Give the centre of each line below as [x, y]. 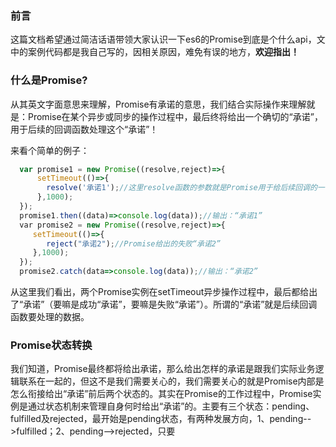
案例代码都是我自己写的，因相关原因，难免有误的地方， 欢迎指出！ [163, 52]
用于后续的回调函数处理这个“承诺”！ [84, 129]
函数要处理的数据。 [50, 317]
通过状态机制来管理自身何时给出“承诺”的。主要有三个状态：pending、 [171, 406]
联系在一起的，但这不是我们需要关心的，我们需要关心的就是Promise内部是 [171, 381]
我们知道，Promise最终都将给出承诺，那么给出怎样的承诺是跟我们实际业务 [163, 369]
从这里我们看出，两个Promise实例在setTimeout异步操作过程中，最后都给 [160, 292]
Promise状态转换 [51, 345]
